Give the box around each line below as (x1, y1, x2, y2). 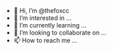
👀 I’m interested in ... (13, 14, 72, 22)
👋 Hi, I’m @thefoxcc (13, 7, 70, 14)
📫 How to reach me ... (13, 37, 77, 44)
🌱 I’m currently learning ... (13, 21, 87, 29)
